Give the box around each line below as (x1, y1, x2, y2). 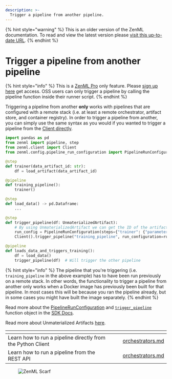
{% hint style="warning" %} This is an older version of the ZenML (5, 26, 144, 32)
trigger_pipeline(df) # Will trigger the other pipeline (14, 258, 141, 263)
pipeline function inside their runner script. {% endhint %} (5, 94, 127, 100)
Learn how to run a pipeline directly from (8, 334, 106, 341)
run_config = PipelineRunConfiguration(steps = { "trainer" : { (14, 229, 145, 235)
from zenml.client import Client (5, 145, 77, 150)
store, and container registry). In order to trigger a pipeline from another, (5, 115, 158, 121)
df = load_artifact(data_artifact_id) (14, 169, 97, 174)
